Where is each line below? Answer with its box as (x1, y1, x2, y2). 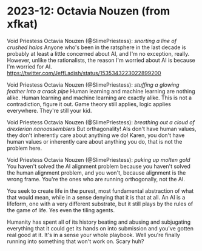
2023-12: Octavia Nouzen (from (7, 4, 170, 18)
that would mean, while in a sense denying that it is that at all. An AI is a (7, 193, 186, 201)
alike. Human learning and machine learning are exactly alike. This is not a (7, 94, 192, 101)
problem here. (7, 144, 42, 152)
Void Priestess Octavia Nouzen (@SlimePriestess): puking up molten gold (7, 156, 190, 163)
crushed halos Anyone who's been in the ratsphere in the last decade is (7, 44, 187, 51)
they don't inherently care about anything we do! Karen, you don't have (7, 132, 185, 139)
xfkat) (7, 17, 38, 31)
